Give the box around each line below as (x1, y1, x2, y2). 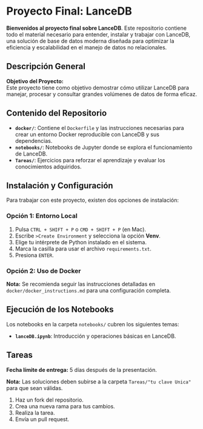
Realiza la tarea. (15, 409, 56, 416)
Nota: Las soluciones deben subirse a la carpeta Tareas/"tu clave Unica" (6, 378, 191, 385)
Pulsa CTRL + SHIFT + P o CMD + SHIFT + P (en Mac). (15, 225, 147, 233)
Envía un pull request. (15, 415, 70, 423)
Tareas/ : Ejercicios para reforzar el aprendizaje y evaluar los (15, 156, 165, 163)
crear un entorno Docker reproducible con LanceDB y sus (15, 131, 159, 138)
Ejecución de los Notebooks (6, 304, 114, 315)
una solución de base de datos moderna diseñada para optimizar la (6, 37, 175, 44)
